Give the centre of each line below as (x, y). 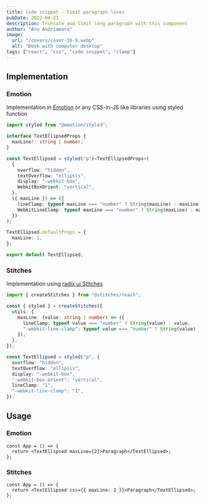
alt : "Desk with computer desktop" (57, 47)
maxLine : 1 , (27, 238)
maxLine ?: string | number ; (48, 142)
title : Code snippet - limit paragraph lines (65, 12)
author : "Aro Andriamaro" (39, 29)
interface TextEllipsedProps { (46, 136)
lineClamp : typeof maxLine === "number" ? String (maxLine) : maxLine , (109, 204)
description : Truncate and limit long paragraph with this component (97, 23)
